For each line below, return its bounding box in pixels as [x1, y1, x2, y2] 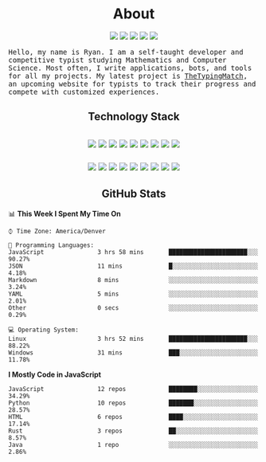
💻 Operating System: [8, 326, 80, 334]
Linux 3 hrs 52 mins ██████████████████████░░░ [8, 335, 259, 343]
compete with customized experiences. [8, 87, 160, 96]
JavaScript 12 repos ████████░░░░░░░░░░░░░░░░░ [8, 385, 259, 393]
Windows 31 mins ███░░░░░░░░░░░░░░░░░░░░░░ [8, 348, 259, 357]
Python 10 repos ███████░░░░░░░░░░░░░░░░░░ [8, 399, 259, 407]
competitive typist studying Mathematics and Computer [8, 55, 227, 65]
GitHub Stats [101, 187, 166, 201]
